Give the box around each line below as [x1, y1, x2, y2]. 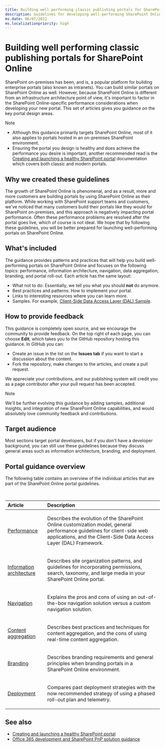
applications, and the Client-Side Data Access [47, 534, 154, 541]
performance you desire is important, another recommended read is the [12, 150, 158, 156]
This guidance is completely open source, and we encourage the [5, 325, 137, 331]
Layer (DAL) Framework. [47, 540, 104, 546]
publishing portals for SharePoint [5, 53, 143, 64]
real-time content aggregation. [47, 636, 119, 643]
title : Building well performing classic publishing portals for [5, 7, 141, 12]
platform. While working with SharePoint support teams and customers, [5, 199, 150, 204]
